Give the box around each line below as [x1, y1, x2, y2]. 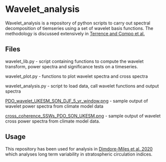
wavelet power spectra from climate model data [5, 103, 103, 109]
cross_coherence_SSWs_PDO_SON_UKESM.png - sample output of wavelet [5, 113, 161, 119]
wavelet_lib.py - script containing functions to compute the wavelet [5, 58, 144, 64]
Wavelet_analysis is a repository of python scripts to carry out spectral [5, 20, 150, 26]
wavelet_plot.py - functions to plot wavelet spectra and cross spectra [5, 73, 148, 79]
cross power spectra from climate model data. [5, 118, 100, 124]
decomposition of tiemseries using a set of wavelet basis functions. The [5, 25, 153, 31]
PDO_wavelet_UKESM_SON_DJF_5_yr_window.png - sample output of [5, 98, 148, 104]
